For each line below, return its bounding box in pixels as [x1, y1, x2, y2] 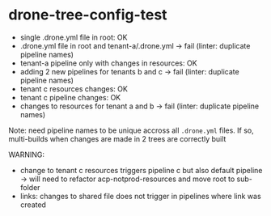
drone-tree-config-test [8, 6, 167, 24]
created [19, 200, 47, 210]
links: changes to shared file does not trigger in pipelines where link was [19, 191, 261, 201]
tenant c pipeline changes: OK [19, 92, 121, 102]
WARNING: [8, 150, 45, 159]
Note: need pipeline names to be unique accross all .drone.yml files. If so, [8, 125, 255, 135]
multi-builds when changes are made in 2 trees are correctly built [8, 133, 227, 143]
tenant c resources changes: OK [19, 83, 128, 94]
